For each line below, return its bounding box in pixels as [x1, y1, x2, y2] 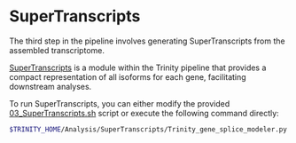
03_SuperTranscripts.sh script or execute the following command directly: [9, 107, 279, 118]
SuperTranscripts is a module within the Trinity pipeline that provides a [9, 62, 267, 73]
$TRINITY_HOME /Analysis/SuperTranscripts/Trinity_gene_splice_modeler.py [9, 124, 288, 134]
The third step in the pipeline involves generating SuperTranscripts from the [9, 36, 285, 46]
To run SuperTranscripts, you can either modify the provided [9, 98, 230, 108]
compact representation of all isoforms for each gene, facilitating [9, 71, 246, 82]
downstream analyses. [9, 81, 92, 91]
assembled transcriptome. [9, 44, 105, 55]
